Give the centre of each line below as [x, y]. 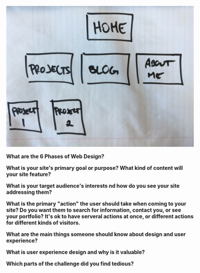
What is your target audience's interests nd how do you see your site [93, 186]
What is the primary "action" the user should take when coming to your [96, 204]
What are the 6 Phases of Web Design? [55, 156]
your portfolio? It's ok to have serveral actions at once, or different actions [100, 216]
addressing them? [29, 192]
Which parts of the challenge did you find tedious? [70, 263]
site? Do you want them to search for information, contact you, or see [94, 210]
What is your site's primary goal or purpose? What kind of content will [95, 168]
